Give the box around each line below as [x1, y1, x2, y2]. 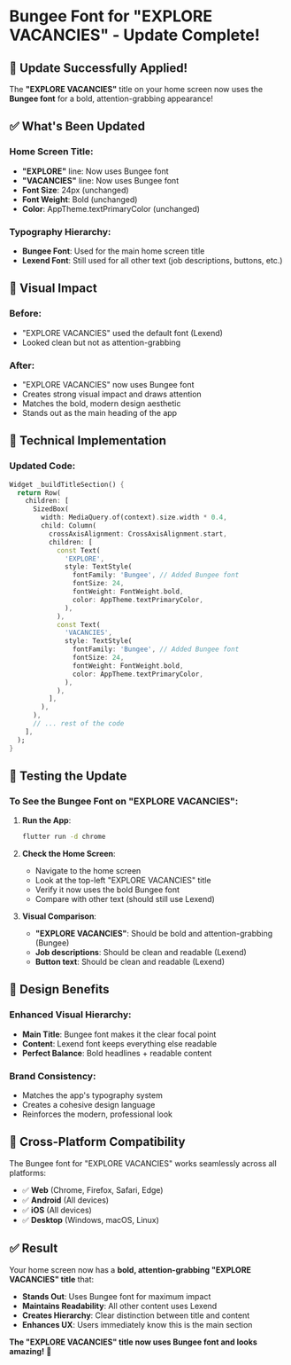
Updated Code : [9, 459, 76, 472]
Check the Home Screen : [21, 849, 117, 859]
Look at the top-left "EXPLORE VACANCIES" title [34, 875, 211, 886]
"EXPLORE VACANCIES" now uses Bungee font [21, 379, 195, 389]
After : [9, 359, 35, 372]
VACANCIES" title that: [9, 1274, 95, 1284]
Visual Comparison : [21, 911, 97, 922]
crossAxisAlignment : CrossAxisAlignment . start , [48, 530, 227, 538]
